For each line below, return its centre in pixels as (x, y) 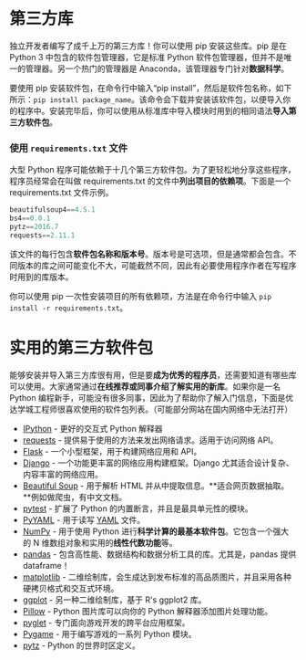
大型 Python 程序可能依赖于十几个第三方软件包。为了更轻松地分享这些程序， (153, 170)
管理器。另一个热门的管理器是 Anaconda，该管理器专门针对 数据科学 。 (157, 68)
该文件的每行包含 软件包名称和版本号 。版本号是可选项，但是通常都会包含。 (149, 254)
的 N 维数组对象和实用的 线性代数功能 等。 (100, 542)
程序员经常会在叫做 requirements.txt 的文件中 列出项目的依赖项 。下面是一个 (150, 181)
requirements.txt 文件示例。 (61, 193)
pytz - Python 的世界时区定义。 (82, 645)
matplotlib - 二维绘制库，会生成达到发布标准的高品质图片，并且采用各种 (157, 577)
